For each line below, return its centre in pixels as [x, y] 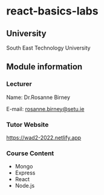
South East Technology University [48, 48]
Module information [44, 67]
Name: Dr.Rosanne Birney [38, 97]
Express [25, 173]
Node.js [25, 186]
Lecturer [19, 84]
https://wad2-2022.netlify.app [44, 138]
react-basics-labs [52, 11]
